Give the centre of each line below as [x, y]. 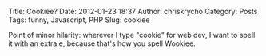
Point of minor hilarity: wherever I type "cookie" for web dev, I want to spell [132, 35]
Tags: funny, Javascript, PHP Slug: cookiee [79, 20]
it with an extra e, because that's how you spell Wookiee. [102, 43]
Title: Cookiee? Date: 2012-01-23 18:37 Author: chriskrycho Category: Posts [133, 11]
